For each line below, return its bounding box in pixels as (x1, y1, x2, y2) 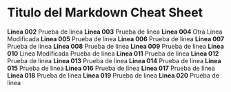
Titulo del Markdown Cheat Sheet (7, 5, 203, 21)
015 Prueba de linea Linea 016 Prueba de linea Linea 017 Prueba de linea (7, 64, 215, 72)
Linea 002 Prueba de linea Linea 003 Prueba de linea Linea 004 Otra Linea (7, 27, 223, 36)
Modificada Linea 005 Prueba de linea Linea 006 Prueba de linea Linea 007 (7, 34, 225, 43)
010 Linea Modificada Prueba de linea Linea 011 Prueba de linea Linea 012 (7, 49, 219, 58)
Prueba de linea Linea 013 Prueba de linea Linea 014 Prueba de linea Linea (7, 56, 222, 65)
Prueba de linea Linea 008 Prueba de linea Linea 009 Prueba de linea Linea (7, 42, 224, 50)
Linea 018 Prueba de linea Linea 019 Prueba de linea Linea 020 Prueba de (7, 71, 219, 80)
